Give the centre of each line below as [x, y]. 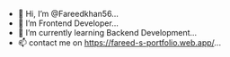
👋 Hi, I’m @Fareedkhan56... [68, 14]
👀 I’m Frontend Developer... [68, 23]
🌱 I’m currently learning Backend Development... [107, 33]
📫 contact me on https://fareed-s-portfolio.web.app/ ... [119, 43]
